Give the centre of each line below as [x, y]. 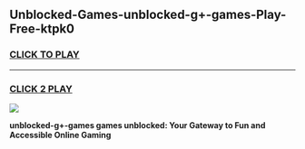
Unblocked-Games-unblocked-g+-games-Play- [148, 15]
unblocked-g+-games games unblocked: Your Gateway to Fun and [138, 125]
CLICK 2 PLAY [41, 88]
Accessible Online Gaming [60, 135]
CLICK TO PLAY [44, 55]
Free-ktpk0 [42, 29]
